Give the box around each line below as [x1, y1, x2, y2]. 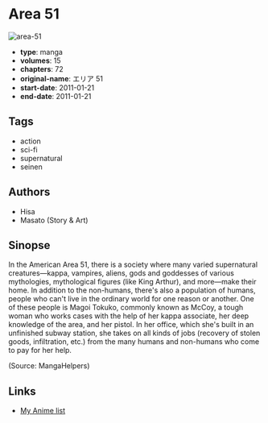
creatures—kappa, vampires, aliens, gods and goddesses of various [8, 268, 235, 278]
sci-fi [19, 144, 38, 154]
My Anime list [19, 406, 66, 416]
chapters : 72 [19, 64, 64, 73]
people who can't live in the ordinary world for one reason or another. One [8, 294, 255, 304]
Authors [8, 185, 51, 199]
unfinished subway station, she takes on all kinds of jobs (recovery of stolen [8, 328, 261, 338]
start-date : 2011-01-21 [19, 82, 95, 93]
